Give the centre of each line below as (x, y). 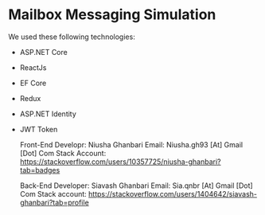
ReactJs (33, 67)
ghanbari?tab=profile (54, 202)
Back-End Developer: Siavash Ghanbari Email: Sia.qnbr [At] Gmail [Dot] (136, 186)
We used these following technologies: (72, 37)
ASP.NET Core (43, 52)
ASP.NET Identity (48, 114)
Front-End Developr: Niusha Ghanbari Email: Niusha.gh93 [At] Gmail (131, 144)
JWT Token (39, 129)
